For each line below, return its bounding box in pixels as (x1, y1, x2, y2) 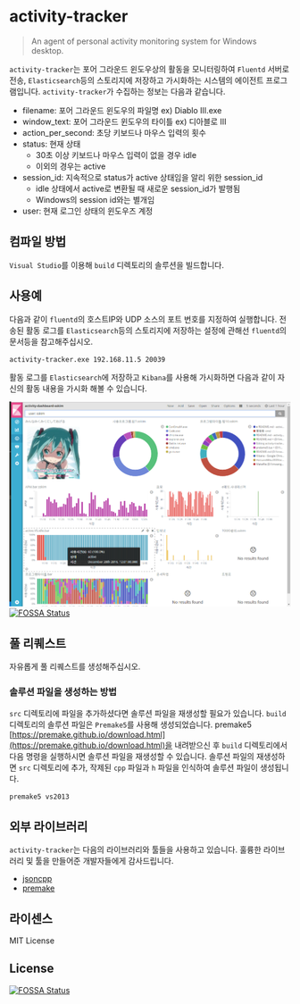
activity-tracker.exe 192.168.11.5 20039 (9, 355, 166, 364)
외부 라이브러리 (9, 819, 88, 834)
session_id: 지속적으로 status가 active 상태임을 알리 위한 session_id (21, 172, 263, 182)
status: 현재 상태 (21, 138, 81, 149)
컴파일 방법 (9, 234, 67, 249)
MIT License (9, 935, 55, 946)
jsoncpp (21, 874, 53, 884)
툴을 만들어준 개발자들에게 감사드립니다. (35, 856, 174, 866)
